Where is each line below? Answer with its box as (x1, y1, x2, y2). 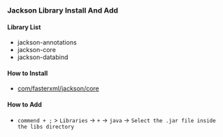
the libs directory (17, 123, 75, 130)
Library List (7, 23, 41, 31)
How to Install (7, 69, 48, 77)
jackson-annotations (17, 38, 77, 47)
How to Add (7, 100, 42, 108)
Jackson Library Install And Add (7, 6, 119, 15)
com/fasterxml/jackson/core (17, 84, 99, 92)
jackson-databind (17, 53, 69, 61)
